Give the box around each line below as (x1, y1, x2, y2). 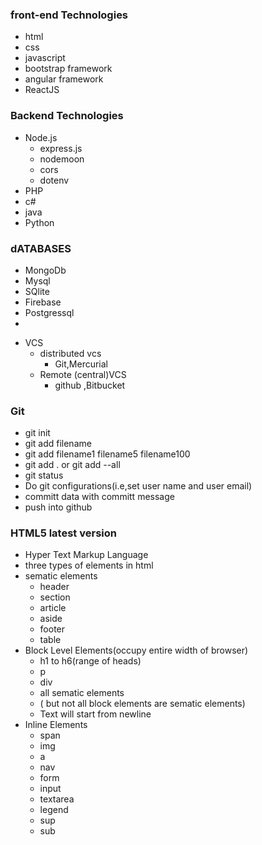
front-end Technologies (10, 8, 129, 22)
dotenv (39, 174, 70, 186)
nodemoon (39, 153, 85, 165)
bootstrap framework (24, 63, 113, 75)
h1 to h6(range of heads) (39, 655, 142, 667)
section (39, 591, 71, 603)
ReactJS (24, 84, 60, 96)
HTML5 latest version (10, 526, 117, 540)
